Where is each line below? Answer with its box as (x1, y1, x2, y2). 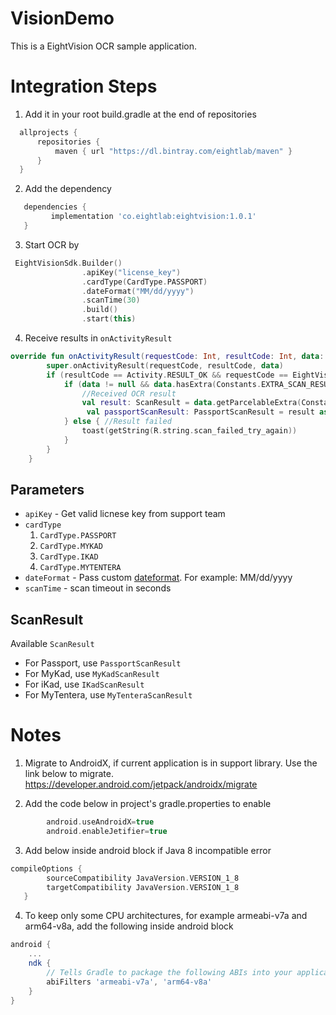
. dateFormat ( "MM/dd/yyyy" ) (81, 286, 195, 296)
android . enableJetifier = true (46, 826, 168, 836)
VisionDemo (10, 7, 115, 30)
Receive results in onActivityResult (24, 332, 173, 344)
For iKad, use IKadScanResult (24, 678, 145, 691)
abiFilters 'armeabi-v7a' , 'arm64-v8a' (46, 977, 213, 987)
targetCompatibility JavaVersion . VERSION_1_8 (46, 882, 240, 892)
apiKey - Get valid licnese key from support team (24, 508, 226, 520)
